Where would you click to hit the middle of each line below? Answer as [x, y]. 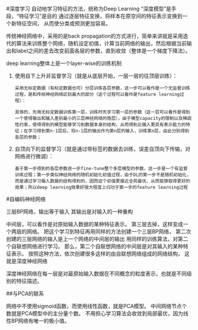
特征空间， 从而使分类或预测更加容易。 [63, 23]
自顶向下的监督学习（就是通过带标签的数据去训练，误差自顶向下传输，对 [102, 149]
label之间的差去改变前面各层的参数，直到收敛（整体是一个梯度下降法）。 [103, 51]
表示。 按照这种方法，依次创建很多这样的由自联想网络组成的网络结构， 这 [100, 254]
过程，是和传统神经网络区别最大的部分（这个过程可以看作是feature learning [97, 94]
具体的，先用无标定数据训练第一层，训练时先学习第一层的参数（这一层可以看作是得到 [102, 112]
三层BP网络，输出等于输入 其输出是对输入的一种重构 [70, 212]
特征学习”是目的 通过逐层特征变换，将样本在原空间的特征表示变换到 [100, 16]
